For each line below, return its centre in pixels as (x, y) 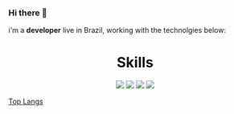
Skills (135, 63)
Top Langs (26, 102)
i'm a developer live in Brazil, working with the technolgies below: (117, 31)
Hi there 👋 (28, 13)
